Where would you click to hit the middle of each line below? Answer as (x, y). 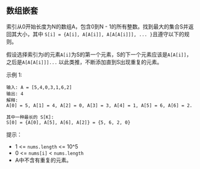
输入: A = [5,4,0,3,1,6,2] (39, 87)
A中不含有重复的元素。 (43, 160)
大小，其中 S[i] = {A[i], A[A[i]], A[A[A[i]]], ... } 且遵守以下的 (101, 34)
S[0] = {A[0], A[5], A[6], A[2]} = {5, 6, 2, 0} (68, 123)
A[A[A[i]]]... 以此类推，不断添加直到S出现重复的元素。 (92, 62)
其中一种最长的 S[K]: (30, 117)
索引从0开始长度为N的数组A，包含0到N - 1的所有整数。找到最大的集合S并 (97, 27)
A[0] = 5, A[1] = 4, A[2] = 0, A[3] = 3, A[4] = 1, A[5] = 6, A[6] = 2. (99, 105)
